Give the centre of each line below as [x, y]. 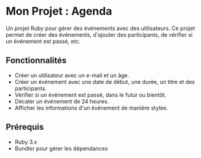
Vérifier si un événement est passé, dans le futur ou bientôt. [90, 95]
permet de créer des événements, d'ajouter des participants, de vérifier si [99, 34]
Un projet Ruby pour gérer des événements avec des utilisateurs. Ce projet [100, 28]
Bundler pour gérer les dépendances [61, 148]
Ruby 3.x [26, 141]
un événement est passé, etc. [43, 41]
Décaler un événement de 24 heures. [61, 101]
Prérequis [25, 127]
